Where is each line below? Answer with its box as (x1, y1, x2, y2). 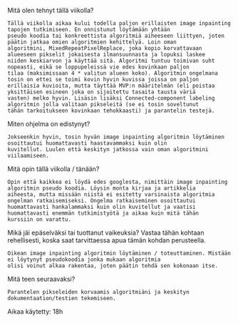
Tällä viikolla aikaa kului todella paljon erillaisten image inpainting (7, 20, 232, 27)
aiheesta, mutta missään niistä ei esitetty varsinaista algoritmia (7, 191, 215, 198)
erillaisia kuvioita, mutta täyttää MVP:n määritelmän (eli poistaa (7, 82, 215, 89)
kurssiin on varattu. (7, 216, 72, 223)
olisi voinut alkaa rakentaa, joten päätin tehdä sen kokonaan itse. (7, 262, 219, 270)
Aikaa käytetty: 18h (7, 307, 63, 316)
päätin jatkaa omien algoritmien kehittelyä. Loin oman (7, 39, 177, 46)
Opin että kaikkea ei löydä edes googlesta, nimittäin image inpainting (7, 178, 228, 185)
